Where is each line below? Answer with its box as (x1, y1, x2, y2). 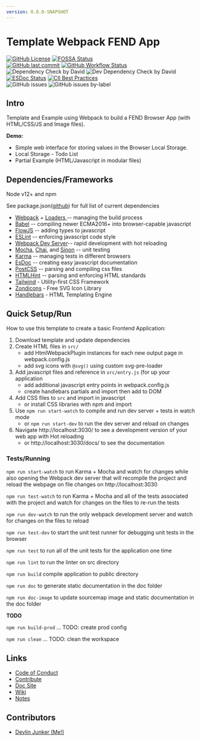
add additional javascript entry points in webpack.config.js (24, 382, 170, 388)
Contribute (14, 676, 42, 683)
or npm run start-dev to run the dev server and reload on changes (24, 420, 189, 427)
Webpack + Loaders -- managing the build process (14, 214, 143, 221)
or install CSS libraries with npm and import (24, 400, 132, 408)
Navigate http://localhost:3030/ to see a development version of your (14, 426, 188, 433)
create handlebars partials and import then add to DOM (24, 388, 162, 395)
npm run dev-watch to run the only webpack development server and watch (6, 511, 193, 518)
